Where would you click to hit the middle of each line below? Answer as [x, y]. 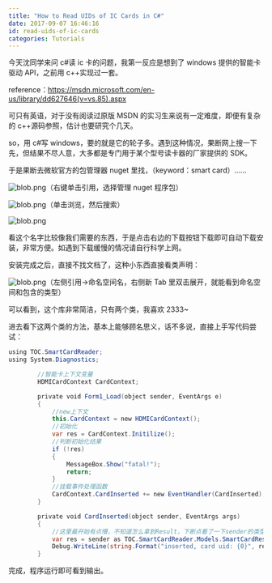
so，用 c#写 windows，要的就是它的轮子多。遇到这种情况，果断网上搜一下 [133, 143]
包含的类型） [44, 292]
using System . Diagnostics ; [54, 360]
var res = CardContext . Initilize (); [113, 434]
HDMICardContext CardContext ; [88, 381]
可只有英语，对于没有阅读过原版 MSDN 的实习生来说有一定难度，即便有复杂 [135, 116]
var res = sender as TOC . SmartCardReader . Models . [137, 539]
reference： [28, 90]
